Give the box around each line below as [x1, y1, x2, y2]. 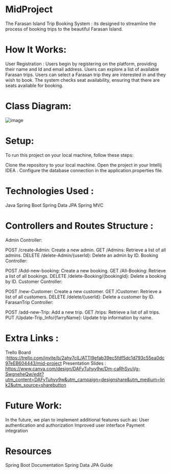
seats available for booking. [5, 82, 64, 88]
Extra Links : [5, 332, 59, 344]
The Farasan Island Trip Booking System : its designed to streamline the [5, 20, 156, 27]
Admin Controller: [5, 236, 42, 243]
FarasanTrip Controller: [5, 299, 54, 305]
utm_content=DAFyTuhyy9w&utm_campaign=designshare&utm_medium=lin [5, 376, 165, 383]
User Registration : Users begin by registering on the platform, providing [5, 60, 157, 67]
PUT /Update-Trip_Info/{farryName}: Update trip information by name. [5, 314, 153, 320]
